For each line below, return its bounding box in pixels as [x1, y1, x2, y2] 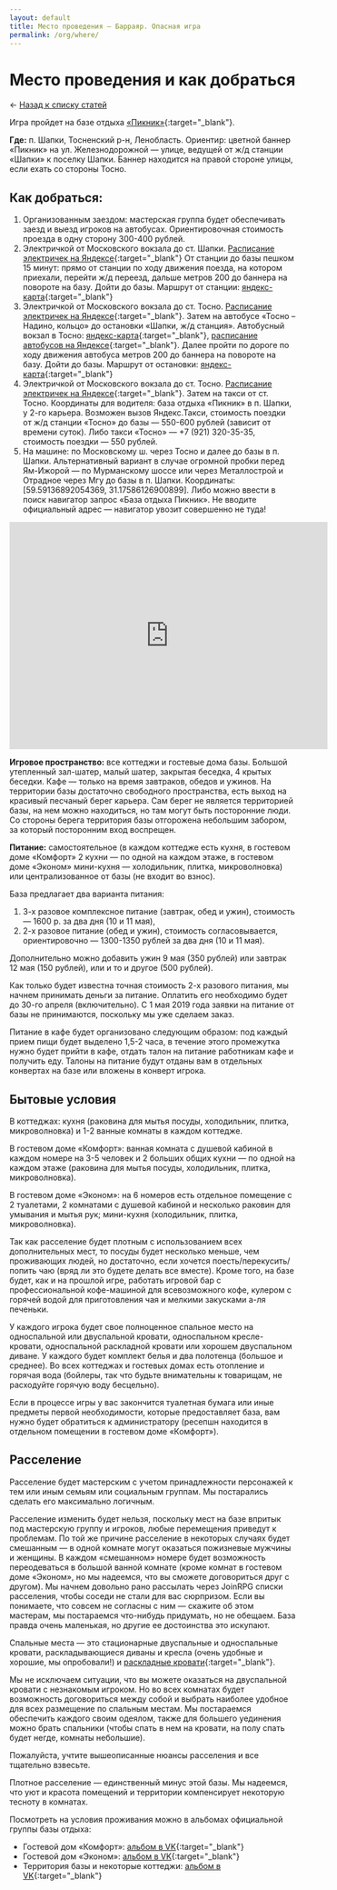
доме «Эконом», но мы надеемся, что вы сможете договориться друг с [9, 1571, 290, 1582]
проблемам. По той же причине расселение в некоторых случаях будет [9, 1533, 291, 1544]
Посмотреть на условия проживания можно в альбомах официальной [9, 1814, 283, 1825]
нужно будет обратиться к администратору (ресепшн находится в [9, 1415, 269, 1427]
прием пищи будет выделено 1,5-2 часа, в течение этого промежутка [9, 1036, 281, 1047]
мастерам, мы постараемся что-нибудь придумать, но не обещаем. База [9, 1610, 296, 1621]
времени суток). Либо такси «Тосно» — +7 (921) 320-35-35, [22, 426, 256, 437]
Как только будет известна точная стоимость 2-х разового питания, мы [9, 980, 289, 991]
